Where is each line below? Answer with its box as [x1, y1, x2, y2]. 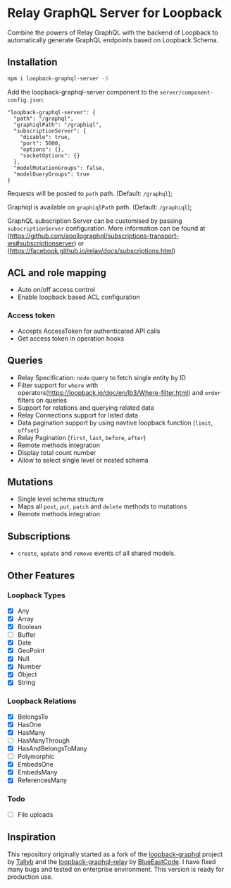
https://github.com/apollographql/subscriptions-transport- [9, 231, 180, 240]
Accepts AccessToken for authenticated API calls [17, 327, 161, 335]
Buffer [17, 631, 37, 639]
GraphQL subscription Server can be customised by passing [7, 217, 182, 225]
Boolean [17, 622, 42, 631]
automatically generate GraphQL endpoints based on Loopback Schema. [7, 35, 219, 44]
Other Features [7, 569, 75, 581]
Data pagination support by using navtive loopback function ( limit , [17, 418, 213, 427]
